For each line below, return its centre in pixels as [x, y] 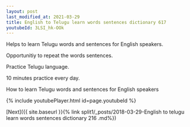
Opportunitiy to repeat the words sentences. [60, 55]
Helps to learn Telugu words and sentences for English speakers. [85, 44]
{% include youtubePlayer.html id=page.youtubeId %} [71, 101]
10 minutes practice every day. [43, 78]
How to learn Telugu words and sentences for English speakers [83, 89]
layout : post [22, 11]
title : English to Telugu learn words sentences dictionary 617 [86, 22]
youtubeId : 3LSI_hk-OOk [35, 28]
